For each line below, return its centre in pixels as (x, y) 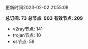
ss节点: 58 (23, 41)
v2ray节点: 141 (28, 29)
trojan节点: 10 (27, 35)
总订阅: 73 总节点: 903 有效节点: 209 (44, 18)
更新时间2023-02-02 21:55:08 (37, 7)
